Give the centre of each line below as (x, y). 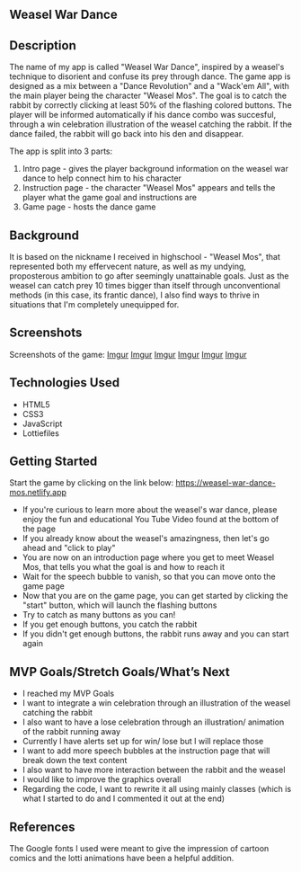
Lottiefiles (41, 433)
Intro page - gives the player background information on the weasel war (155, 169)
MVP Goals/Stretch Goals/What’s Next (120, 672)
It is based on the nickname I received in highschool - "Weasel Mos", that (145, 257)
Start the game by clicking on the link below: (92, 483)
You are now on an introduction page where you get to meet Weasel (148, 557)
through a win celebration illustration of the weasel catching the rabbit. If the (151, 124)
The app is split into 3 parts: (61, 151)
